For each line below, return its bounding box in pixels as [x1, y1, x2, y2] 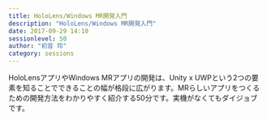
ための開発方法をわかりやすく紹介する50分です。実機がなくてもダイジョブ [8, 93, 258, 102]
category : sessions [8, 49, 75, 58]
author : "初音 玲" [8, 42, 67, 50]
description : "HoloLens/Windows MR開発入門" [8, 19, 157, 28]
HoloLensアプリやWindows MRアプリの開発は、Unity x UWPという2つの [8, 73, 252, 82]
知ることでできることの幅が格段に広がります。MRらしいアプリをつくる [22, 83, 261, 92]
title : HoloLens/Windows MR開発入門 [8, 11, 127, 20]
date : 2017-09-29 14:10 [8, 27, 89, 35]
